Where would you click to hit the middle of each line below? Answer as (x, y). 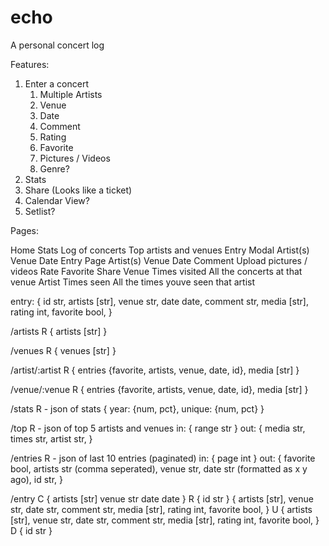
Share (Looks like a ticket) (78, 190)
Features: (30, 64)
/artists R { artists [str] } (59, 331)
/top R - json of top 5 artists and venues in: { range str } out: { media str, (158, 428)
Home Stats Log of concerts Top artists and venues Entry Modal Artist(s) (160, 250)
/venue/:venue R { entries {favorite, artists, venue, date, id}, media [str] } (159, 389)
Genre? (54, 168)
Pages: (24, 230)
